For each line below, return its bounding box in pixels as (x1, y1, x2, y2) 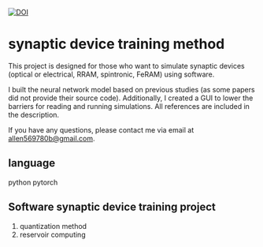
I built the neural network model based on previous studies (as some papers (8, 84, 255, 94)
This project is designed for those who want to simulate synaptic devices (8, 61, 246, 70)
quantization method (19, 221, 87, 230)
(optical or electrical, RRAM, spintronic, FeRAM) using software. (8, 69, 215, 79)
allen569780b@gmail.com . (8, 133, 96, 143)
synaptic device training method (8, 36, 225, 53)
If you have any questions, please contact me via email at (8, 125, 194, 134)
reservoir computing (19, 230, 86, 239)
